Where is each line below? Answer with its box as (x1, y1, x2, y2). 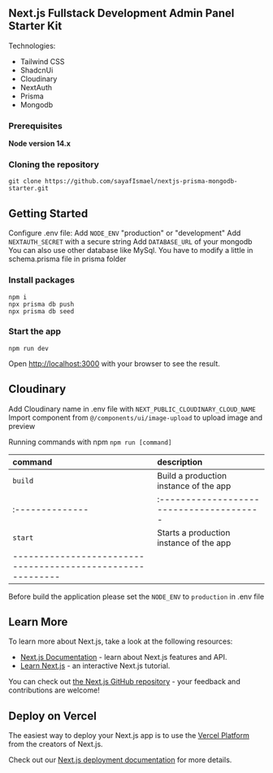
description (157, 456, 203, 467)
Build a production (157, 469, 227, 481)
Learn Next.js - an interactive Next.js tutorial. (19, 661, 171, 670)
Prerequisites (8, 120, 63, 131)
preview (8, 421, 36, 430)
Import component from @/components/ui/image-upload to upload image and (8, 413, 262, 422)
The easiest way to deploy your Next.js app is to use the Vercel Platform (8, 731, 250, 740)
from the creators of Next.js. (8, 740, 103, 749)
